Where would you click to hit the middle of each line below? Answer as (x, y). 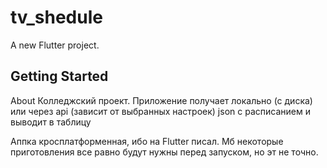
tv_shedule (56, 17)
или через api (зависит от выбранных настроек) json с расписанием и (160, 111)
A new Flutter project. (55, 45)
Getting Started (59, 76)
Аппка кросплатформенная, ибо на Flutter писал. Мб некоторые (147, 141)
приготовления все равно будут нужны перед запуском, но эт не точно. (164, 152)
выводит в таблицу (51, 122)
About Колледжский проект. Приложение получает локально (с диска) (161, 100)
